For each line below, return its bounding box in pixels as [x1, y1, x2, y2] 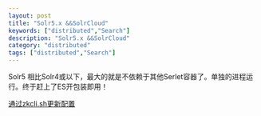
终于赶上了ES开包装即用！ [22, 82, 109, 91]
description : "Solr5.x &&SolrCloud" [8, 34, 130, 42]
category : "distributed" [8, 42, 91, 50]
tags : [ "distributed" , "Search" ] [8, 49, 116, 57]
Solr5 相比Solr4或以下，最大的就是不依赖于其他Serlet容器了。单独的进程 [8, 72, 247, 81]
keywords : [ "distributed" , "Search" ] [8, 26, 130, 34]
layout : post [8, 11, 52, 20]
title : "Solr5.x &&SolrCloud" [8, 19, 109, 27]
